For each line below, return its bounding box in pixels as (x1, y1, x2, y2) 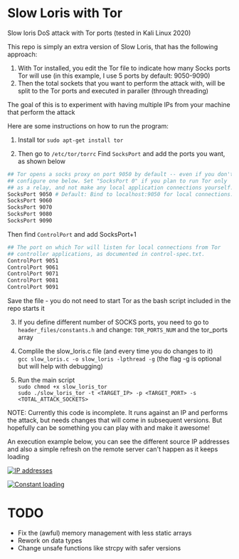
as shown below (17, 157, 66, 165)
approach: (7, 50, 38, 58)
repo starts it (7, 304, 45, 313)
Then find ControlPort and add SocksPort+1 (7, 230, 137, 238)
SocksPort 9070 (7, 204, 53, 211)
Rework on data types (17, 536, 83, 545)
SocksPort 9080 (7, 210, 53, 218)
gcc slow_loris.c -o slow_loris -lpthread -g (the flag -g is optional (17, 354, 222, 363)
